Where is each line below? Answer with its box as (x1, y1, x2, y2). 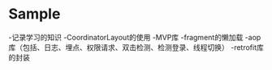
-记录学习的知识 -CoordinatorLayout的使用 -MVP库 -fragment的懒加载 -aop (8, 32, 261, 42)
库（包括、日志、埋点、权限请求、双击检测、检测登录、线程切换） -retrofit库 (8, 42, 264, 52)
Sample (8, 5, 61, 23)
